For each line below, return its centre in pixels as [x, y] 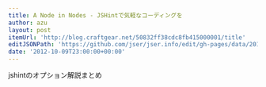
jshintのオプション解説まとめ [55, 75]
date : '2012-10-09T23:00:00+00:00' [67, 52]
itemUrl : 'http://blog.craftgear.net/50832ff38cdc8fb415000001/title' [127, 37]
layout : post [30, 30]
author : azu [28, 23]
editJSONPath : [32, 45]
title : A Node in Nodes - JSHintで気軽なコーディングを [95, 15]
